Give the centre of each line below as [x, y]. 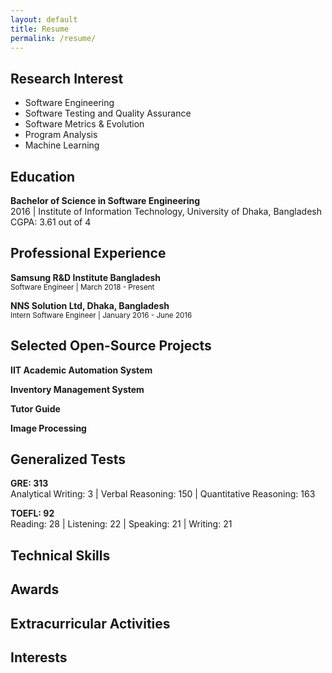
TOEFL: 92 [32, 513]
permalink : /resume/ [53, 38]
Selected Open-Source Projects [111, 346]
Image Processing [48, 428]
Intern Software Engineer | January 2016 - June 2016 [101, 315]
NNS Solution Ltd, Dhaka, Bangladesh [90, 305]
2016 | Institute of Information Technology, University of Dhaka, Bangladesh [166, 211]
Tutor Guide [35, 408]
